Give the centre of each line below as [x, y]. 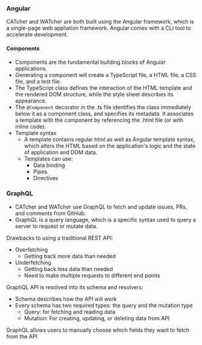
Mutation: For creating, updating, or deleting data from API [97, 318]
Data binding [49, 165]
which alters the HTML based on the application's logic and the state [110, 146]
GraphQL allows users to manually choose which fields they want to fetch [98, 330]
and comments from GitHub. [50, 213]
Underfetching [33, 263]
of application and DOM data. [61, 152]
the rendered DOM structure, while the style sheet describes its [94, 94]
